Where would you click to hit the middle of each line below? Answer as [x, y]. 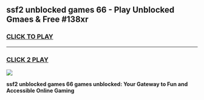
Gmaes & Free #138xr [48, 20]
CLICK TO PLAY [30, 37]
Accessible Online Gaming [40, 90]
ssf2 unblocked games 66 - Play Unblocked [90, 10]
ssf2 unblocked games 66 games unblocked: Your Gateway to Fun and [97, 84]
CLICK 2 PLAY [27, 59]
